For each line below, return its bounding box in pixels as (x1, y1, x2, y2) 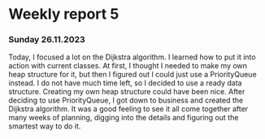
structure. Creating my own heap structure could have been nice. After (8, 87, 245, 97)
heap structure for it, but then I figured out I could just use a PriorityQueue (8, 70, 258, 80)
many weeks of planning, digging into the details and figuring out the (8, 113, 239, 123)
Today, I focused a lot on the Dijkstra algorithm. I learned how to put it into (8, 52, 256, 62)
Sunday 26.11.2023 (8, 34, 85, 46)
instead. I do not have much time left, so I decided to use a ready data (8, 78, 242, 88)
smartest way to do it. (8, 121, 81, 131)
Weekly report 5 (8, 5, 119, 24)
